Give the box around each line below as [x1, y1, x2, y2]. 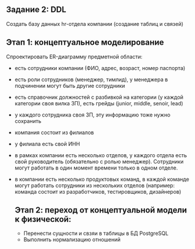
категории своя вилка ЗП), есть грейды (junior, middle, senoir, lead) [14, 99, 184, 107]
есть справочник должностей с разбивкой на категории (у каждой [14, 94, 184, 101]
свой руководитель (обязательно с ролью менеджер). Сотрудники [14, 158, 184, 165]
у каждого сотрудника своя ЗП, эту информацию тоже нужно [14, 111, 171, 118]
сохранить [14, 117, 42, 124]
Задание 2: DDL [6, 5, 67, 15]
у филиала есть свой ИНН [14, 140, 81, 147]
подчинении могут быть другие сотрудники [14, 82, 125, 89]
